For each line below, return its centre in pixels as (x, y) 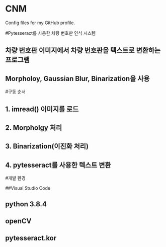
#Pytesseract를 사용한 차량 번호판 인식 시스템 (51, 33)
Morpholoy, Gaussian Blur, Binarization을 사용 (77, 78)
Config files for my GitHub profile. (40, 23)
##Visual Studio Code (28, 188)
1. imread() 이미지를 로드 (42, 109)
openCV (18, 221)
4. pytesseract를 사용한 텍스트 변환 (58, 165)
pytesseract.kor (31, 238)
